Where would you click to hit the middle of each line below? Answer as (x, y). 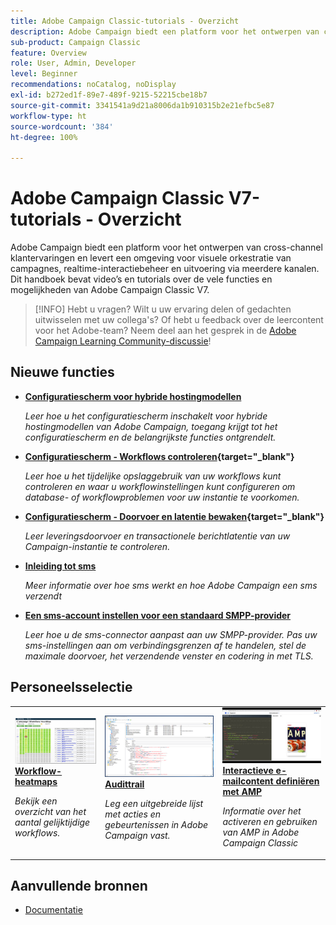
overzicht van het (50, 811)
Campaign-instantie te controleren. (97, 546)
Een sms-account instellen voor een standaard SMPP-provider (158, 615)
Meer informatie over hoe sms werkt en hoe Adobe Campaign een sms (171, 585)
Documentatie (53, 910)
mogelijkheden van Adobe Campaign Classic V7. (110, 290)
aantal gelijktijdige (52, 822)
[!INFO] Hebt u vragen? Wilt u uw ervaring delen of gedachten (163, 309)
